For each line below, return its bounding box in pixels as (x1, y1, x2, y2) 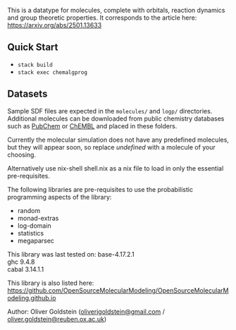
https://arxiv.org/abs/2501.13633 (7, 21, 102, 29)
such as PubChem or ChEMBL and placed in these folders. (7, 121, 178, 130)
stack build (17, 61, 53, 68)
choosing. (7, 150, 37, 159)
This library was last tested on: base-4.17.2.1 (7, 250, 135, 258)
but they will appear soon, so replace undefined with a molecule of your (7, 142, 216, 151)
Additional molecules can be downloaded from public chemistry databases (7, 114, 225, 123)
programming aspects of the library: (7, 192, 112, 201)
